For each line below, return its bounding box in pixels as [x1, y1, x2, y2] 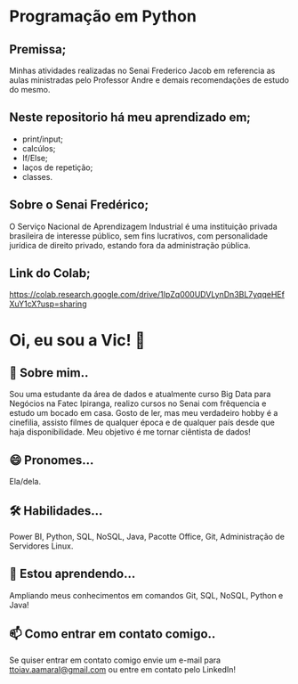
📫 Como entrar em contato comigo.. [9, 626, 216, 642]
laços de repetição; [21, 162, 93, 173]
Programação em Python [9, 6, 197, 27]
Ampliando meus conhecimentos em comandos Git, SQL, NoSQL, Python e [9, 590, 284, 600]
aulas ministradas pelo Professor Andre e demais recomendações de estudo [9, 75, 290, 85]
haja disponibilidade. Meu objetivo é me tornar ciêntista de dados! [9, 427, 251, 437]
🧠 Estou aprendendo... [9, 566, 136, 582]
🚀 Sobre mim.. [9, 365, 89, 380]
